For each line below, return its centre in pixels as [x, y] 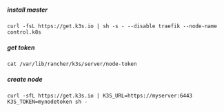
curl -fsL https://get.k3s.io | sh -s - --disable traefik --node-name [112, 26]
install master [28, 10]
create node [25, 79]
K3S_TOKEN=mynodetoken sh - [48, 102]
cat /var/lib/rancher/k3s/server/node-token [72, 64]
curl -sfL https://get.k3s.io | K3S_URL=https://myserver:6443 [100, 96]
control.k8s [24, 32]
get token [21, 47]
